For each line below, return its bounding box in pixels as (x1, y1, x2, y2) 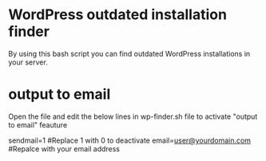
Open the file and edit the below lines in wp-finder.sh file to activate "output (8, 112, 258, 121)
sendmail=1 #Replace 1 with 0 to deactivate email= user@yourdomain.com (8, 135, 252, 145)
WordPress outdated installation (8, 6, 228, 24)
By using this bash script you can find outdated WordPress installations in (8, 49, 251, 58)
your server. (8, 57, 48, 67)
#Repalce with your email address (8, 143, 121, 153)
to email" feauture (8, 120, 68, 129)
